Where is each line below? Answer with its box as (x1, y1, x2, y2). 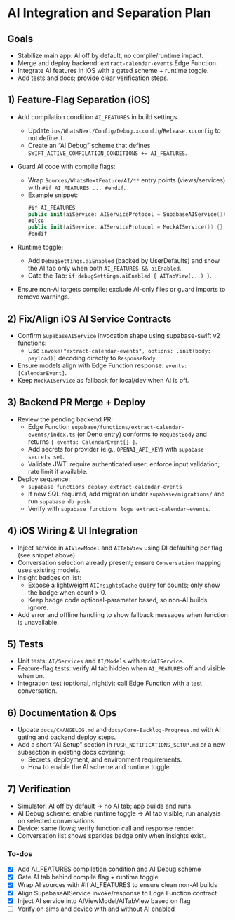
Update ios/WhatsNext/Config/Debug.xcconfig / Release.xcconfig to (27, 126, 221, 135)
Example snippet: (27, 191, 79, 199)
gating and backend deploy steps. (17, 733, 116, 741)
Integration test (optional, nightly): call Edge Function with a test (17, 679, 202, 688)
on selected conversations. (17, 817, 96, 825)
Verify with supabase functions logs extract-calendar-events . (27, 504, 210, 513)
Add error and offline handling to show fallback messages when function (17, 610, 228, 618)
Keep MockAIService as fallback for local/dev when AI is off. (17, 377, 189, 384)
